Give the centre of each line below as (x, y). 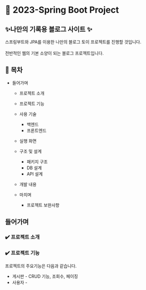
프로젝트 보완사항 (43, 205)
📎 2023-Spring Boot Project (62, 10)
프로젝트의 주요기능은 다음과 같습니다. (41, 266)
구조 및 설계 (30, 151)
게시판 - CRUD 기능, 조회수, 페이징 (45, 276)
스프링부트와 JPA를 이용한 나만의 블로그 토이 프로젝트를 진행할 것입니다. (73, 42)
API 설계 (35, 174)
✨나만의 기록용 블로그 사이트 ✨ (49, 29)
